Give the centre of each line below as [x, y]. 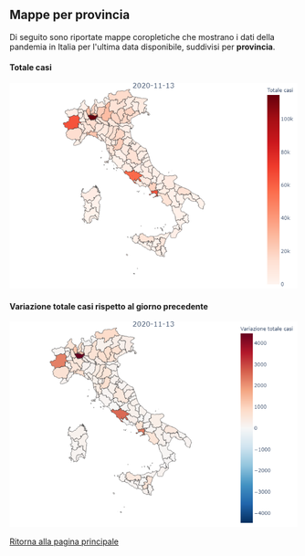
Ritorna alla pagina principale [64, 541]
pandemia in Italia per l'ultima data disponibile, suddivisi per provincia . [142, 47]
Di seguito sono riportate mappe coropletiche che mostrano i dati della [142, 37]
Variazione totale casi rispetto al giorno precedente [109, 306]
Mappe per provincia [70, 15]
